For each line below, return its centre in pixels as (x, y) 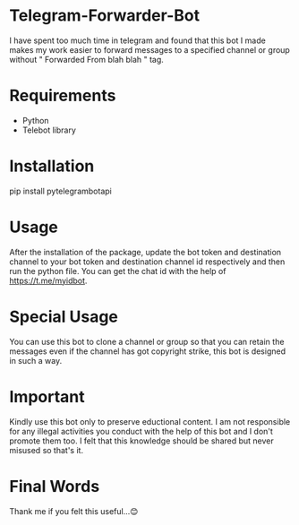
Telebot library (49, 130)
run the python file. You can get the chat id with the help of (118, 271)
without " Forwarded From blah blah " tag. (86, 59)
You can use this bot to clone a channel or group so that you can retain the (147, 341)
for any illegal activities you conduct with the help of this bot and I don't (141, 431)
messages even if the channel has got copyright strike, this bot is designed (148, 351)
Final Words (55, 486)
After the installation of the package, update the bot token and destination (145, 252)
